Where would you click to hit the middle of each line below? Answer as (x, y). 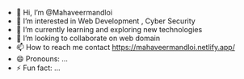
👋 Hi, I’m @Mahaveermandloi (64, 12)
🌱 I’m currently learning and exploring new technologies (109, 29)
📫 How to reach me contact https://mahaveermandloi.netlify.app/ (126, 47)
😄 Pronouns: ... (42, 59)
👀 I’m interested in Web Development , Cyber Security (105, 21)
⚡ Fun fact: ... (38, 68)
